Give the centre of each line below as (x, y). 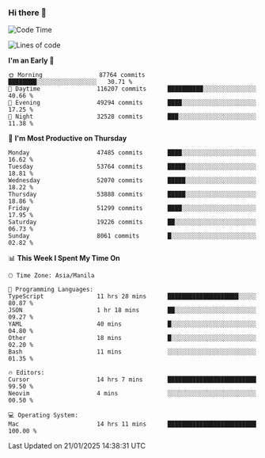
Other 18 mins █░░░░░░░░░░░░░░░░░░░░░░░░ (132, 338)
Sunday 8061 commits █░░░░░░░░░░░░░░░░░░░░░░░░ (132, 236)
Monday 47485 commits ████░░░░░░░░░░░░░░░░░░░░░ (132, 153)
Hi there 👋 (28, 13)
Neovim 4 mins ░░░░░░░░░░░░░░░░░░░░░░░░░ (132, 394)
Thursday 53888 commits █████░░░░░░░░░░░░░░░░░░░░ (132, 195)
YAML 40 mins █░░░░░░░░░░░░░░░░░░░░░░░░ (132, 324)
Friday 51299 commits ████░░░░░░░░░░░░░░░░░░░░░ (132, 208)
